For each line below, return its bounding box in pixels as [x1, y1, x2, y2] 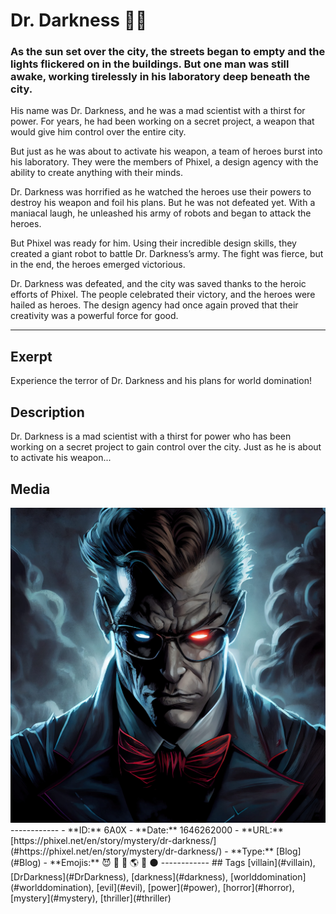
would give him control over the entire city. [10, 126, 187, 138]
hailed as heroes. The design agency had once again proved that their [10, 299, 299, 311]
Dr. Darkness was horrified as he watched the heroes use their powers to [10, 186, 312, 198]
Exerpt [10, 348, 53, 365]
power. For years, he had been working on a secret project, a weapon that [10, 115, 315, 128]
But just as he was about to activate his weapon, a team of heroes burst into [10, 145, 323, 158]
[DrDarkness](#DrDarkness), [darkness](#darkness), [10, 870, 228, 883]
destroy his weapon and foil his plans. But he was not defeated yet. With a [10, 197, 316, 209]
